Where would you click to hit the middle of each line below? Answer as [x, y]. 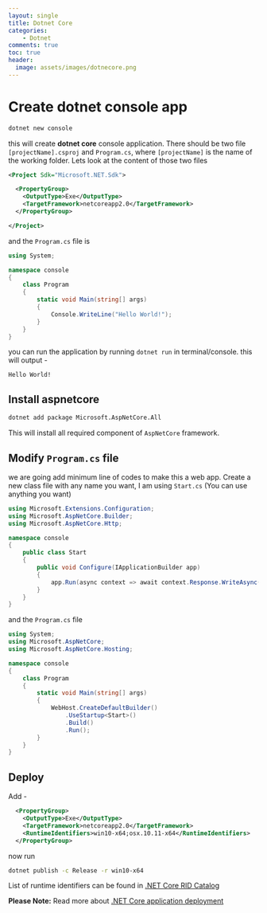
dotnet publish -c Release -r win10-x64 [76, 870]
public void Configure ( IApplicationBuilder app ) [119, 568]
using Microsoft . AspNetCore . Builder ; [71, 516]
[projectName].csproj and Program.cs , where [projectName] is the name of [130, 151]
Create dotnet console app [98, 106]
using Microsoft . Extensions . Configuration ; [81, 508]
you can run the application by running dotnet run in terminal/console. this [130, 352]
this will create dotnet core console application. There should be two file [127, 143]
